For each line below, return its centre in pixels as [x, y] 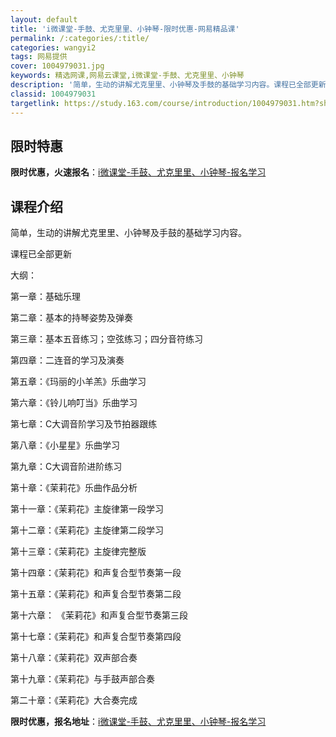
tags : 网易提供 [39, 57]
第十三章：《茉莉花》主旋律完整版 [78, 552]
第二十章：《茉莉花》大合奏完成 [74, 700]
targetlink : [35, 103]
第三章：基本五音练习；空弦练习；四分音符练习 [106, 339]
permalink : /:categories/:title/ [80, 38]
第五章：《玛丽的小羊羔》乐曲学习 [78, 382]
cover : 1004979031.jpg [57, 66]
